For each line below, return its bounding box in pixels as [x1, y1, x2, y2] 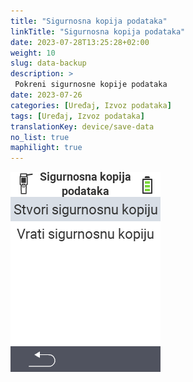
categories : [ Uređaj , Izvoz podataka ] [10, 100, 172, 110]
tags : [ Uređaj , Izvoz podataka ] [10, 111, 145, 121]
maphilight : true [10, 143, 83, 153]
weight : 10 [10, 48, 56, 58]
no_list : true [10, 132, 70, 142]
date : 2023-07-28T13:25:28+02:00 [10, 37, 150, 47]
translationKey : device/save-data [10, 121, 155, 132]
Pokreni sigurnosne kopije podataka [14, 80, 168, 90]
